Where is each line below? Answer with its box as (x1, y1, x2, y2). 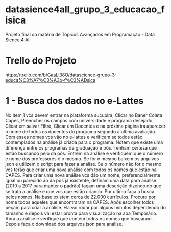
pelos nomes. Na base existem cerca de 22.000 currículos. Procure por (5, 194, 156, 200)
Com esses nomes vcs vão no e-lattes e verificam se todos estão (5, 134, 143, 140)
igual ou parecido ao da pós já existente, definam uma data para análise (5, 177, 157, 183)
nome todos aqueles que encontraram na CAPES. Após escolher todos (5, 199, 154, 205)
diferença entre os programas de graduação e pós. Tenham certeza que (5, 144, 157, 151)
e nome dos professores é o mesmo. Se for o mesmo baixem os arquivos (5, 155, 159, 162)
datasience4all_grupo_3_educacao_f (5, 4, 165, 15)
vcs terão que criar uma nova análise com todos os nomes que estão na (5, 166, 157, 173)
